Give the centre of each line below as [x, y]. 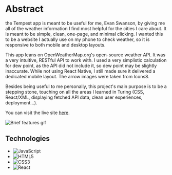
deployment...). [21, 102]
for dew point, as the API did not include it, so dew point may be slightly [81, 65]
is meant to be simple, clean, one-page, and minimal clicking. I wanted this [84, 34]
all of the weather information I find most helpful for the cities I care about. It [86, 28]
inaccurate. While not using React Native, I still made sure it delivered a [80, 71]
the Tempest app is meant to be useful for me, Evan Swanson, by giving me [85, 23]
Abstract [24, 9]
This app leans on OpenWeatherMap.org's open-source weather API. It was [85, 55]
